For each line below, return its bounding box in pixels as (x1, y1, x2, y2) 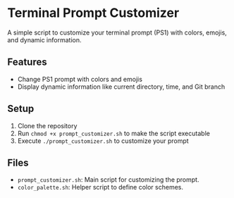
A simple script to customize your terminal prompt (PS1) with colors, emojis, (7, 28, 227, 37)
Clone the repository (17, 121, 78, 130)
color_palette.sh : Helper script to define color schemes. (17, 183, 184, 192)
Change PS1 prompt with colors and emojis (17, 75, 143, 83)
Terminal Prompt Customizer (7, 5, 180, 21)
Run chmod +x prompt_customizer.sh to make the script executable (17, 129, 210, 137)
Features (7, 56, 47, 68)
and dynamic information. (7, 35, 82, 44)
